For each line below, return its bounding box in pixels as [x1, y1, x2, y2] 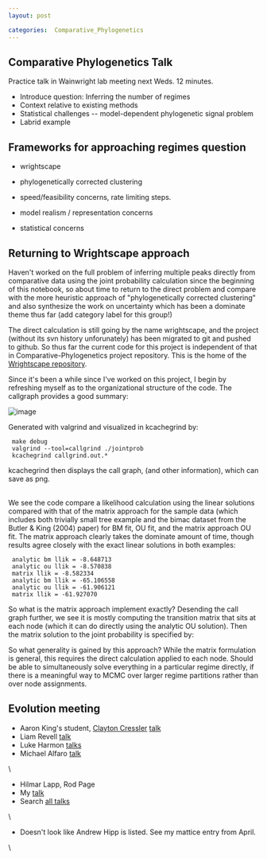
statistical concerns [19, 224, 85, 233]
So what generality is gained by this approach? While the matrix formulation [8, 645, 257, 654]
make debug [11, 437, 48, 446]
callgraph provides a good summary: [8, 391, 129, 400]
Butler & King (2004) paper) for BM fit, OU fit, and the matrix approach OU [8, 523, 252, 533]
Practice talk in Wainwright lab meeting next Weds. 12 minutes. [8, 76, 214, 86]
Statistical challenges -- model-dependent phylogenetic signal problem [19, 109, 254, 119]
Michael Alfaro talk [19, 748, 82, 758]
